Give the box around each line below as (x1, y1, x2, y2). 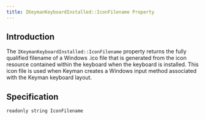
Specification (6, 91, 59, 102)
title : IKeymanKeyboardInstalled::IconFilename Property (6, 9, 155, 15)
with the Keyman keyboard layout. (6, 74, 92, 81)
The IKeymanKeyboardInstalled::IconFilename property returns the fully (6, 48, 187, 55)
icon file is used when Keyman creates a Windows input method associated (6, 67, 197, 75)
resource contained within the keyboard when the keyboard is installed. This (6, 61, 199, 68)
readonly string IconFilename (6, 108, 84, 114)
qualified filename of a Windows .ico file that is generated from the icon (6, 54, 187, 62)
